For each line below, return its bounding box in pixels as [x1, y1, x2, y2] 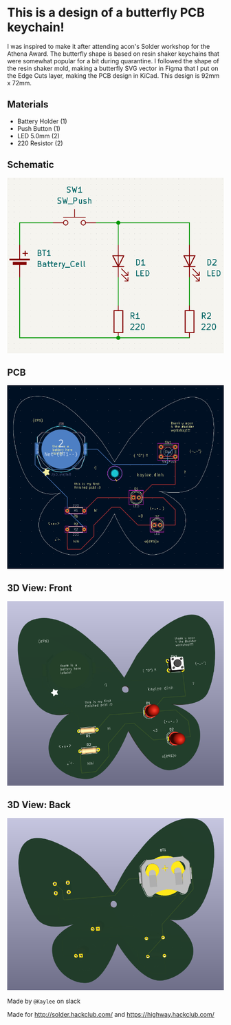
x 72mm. [7, 78, 32, 87]
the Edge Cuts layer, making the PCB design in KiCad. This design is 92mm [7, 71, 220, 80]
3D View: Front [7, 582, 72, 594]
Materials [7, 98, 49, 111]
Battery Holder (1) [16, 117, 67, 125]
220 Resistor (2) [16, 139, 63, 147]
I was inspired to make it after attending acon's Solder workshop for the [7, 42, 210, 50]
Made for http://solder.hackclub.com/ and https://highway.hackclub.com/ [7, 1011, 215, 1019]
